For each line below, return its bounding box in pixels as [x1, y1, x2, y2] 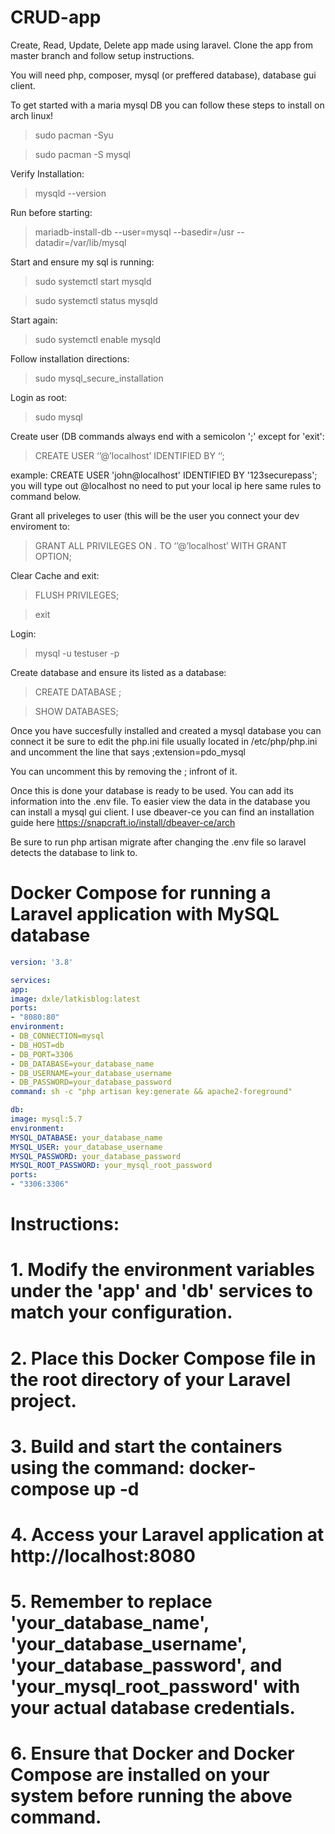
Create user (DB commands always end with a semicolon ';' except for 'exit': [10, 430, 325, 442]
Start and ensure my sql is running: [10, 256, 155, 268]
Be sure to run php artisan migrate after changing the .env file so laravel [10, 836, 307, 848]
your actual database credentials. [10, 1697, 296, 1720]
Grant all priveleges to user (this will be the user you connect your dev [10, 509, 300, 521]
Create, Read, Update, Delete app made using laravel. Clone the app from [10, 39, 313, 51]
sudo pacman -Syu [34, 129, 114, 141]
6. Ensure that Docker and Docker [10, 1742, 295, 1765]
